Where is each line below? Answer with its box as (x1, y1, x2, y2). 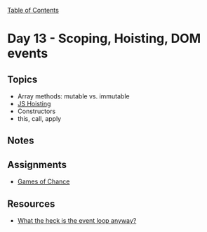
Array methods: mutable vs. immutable (17, 92, 130, 101)
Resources (7, 198, 55, 210)
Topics (7, 73, 38, 85)
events (7, 46, 48, 62)
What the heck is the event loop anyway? (17, 217, 137, 225)
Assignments (7, 158, 67, 171)
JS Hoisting (17, 100, 51, 108)
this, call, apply (17, 115, 62, 122)
